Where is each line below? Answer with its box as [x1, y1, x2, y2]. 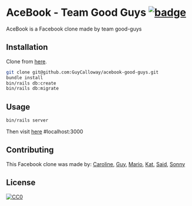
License [6, 178, 36, 188]
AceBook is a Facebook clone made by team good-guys [6, 25, 142, 32]
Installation [6, 42, 48, 52]
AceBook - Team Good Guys [6, 6, 147, 19]
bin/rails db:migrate [6, 86, 59, 92]
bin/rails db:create [6, 80, 57, 86]
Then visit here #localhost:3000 [6, 128, 83, 135]
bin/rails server [6, 117, 49, 123]
